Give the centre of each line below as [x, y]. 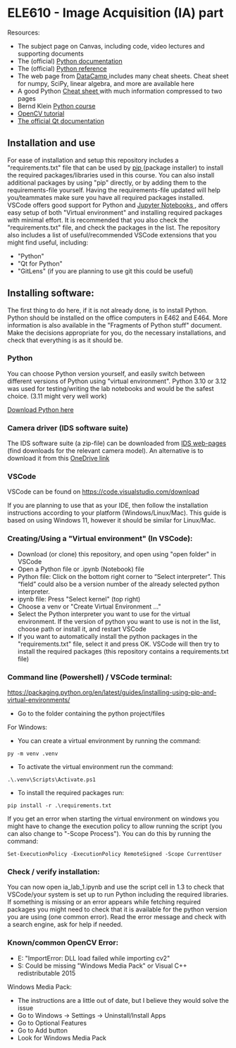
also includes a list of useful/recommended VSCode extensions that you [112, 235]
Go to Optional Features [52, 1023]
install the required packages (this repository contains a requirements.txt [123, 651]
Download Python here [41, 409]
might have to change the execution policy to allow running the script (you [115, 826]
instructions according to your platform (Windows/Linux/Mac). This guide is [117, 513]
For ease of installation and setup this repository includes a [93, 160]
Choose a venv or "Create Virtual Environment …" [89, 606]
